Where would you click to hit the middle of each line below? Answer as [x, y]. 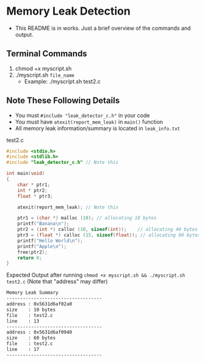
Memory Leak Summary [33, 293]
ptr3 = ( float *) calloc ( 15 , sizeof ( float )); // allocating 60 [101, 235]
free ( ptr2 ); [32, 252]
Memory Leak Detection [69, 11]
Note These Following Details [63, 101]
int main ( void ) [26, 174]
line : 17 [23, 350]
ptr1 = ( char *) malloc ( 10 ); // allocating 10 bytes [87, 218]
